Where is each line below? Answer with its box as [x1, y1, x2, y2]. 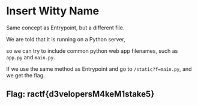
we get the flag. [6, 71, 45, 79]
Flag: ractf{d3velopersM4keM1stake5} [6, 89, 155, 100]
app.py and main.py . [6, 53, 55, 61]
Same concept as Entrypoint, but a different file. [6, 24, 125, 31]
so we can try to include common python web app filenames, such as [6, 47, 178, 55]
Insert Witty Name [6, 4, 100, 18]
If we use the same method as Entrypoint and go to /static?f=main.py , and [6, 65, 192, 73]
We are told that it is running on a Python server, [6, 35, 126, 43]
